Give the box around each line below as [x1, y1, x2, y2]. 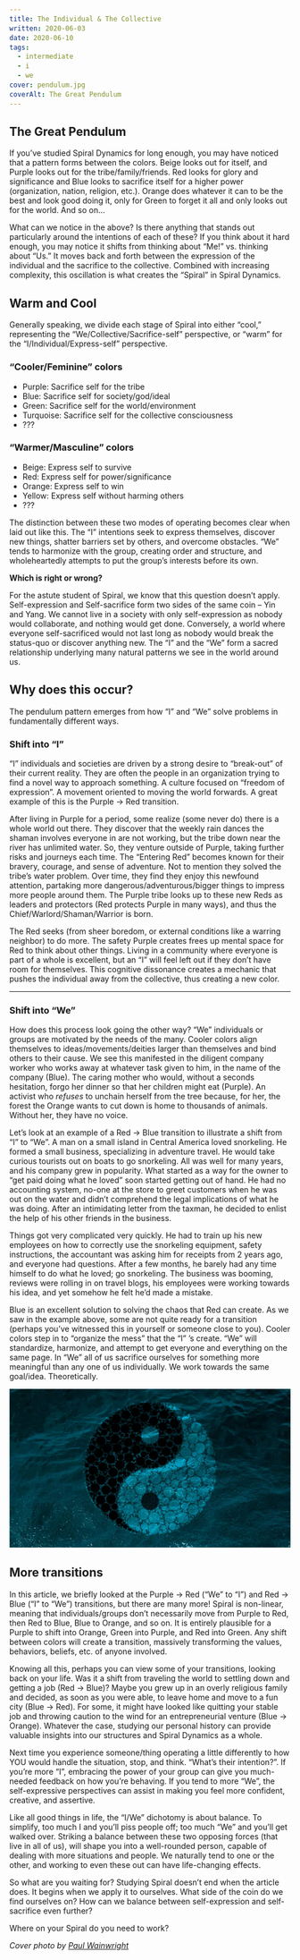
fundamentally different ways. [9, 716, 119, 726]
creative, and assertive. [9, 1795, 96, 1805]
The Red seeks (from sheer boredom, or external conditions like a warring [9, 926, 281, 937]
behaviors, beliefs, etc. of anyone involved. [9, 1646, 168, 1657]
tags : [9, 43, 29, 52]
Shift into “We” [9, 1004, 76, 1016]
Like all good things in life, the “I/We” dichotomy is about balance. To [9, 1812, 262, 1822]
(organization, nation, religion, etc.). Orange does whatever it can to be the [9, 186, 284, 197]
